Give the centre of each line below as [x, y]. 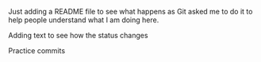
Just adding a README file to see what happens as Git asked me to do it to [130, 12]
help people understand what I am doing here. [84, 20]
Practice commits [37, 50]
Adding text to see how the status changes [78, 35]
